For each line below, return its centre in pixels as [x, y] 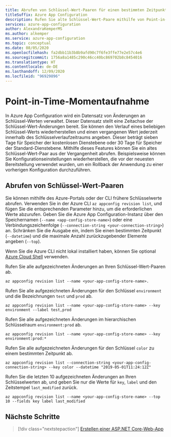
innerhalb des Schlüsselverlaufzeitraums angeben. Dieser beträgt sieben [82, 137]
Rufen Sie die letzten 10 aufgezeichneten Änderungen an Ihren [71, 376]
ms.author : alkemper [27, 34]
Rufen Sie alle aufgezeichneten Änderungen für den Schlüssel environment [83, 290]
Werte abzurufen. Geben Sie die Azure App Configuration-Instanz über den [84, 214]
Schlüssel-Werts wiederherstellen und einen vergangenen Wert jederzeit [81, 132]
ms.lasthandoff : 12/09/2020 [35, 72]
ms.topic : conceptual [28, 43]
